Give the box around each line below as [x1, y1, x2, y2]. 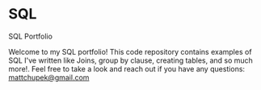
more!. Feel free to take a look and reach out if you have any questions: [8, 63, 245, 73]
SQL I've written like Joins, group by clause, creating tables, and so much [8, 55, 253, 65]
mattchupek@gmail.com [8, 72, 90, 82]
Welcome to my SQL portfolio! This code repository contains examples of [8, 47, 252, 56]
